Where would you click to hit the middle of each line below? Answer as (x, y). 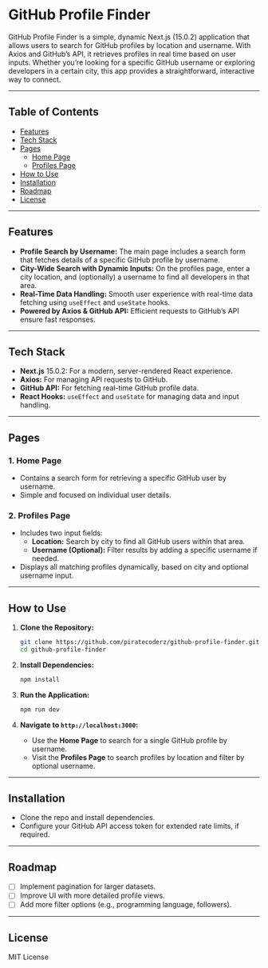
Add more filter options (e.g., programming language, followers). (126, 905)
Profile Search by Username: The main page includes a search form (132, 251)
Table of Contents (54, 112)
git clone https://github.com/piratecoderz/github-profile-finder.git (140, 642)
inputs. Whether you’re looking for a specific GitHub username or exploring (132, 62)
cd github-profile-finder (63, 650)
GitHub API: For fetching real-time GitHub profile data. (109, 388)
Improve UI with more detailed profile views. (92, 896)
